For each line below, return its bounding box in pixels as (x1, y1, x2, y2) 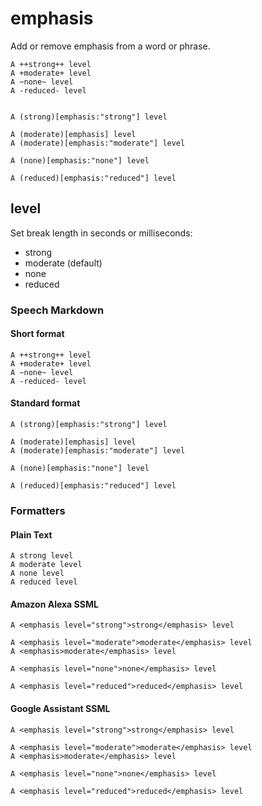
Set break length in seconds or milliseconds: (10, 227, 193, 239)
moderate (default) (24, 257, 103, 269)
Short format (10, 328, 65, 340)
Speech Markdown (10, 303, 105, 317)
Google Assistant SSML (10, 703, 111, 714)
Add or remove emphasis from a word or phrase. (10, 40, 211, 52)
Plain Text (10, 528, 53, 541)
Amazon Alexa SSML (10, 598, 99, 610)
